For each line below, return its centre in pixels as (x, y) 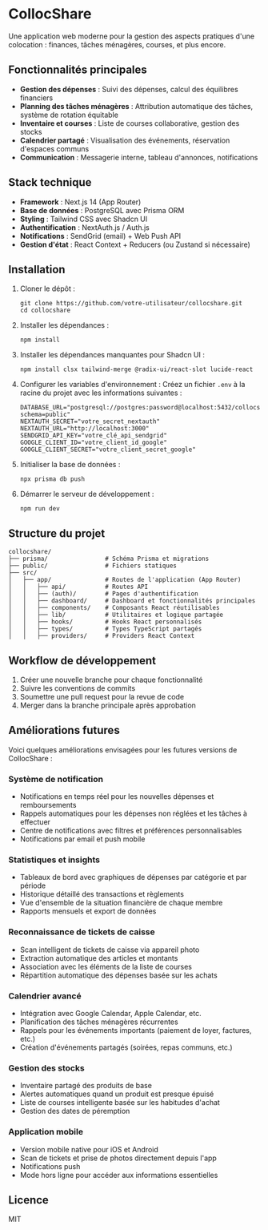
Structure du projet (57, 533)
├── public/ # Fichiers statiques (93, 566)
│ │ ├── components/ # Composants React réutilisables (114, 608)
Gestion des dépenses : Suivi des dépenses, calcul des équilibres (129, 89)
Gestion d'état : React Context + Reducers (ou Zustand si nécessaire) (135, 244)
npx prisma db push (52, 479)
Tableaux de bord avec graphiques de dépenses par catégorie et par (133, 877)
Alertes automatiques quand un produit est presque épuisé (117, 1094)
